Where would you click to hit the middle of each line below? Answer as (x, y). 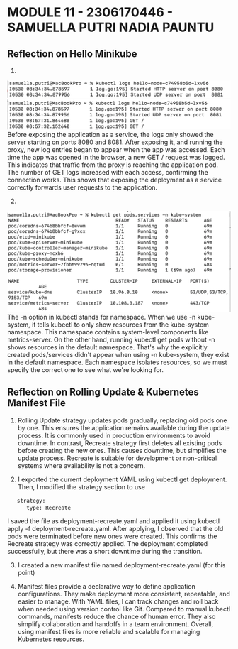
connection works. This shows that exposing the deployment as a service (115, 180)
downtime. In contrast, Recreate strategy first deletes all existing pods (120, 443)
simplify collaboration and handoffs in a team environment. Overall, (115, 624)
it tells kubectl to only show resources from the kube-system (120, 324)
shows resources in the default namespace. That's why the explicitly (107, 347)
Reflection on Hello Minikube (72, 54)
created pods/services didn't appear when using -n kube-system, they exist (118, 354)
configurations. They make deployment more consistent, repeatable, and (124, 594)
